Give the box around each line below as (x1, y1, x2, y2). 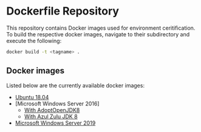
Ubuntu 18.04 (15, 93, 49, 101)
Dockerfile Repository (6, 4, 120, 18)
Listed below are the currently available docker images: (6, 82, 145, 89)
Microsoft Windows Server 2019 (15, 119, 96, 127)
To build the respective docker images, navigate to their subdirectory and (6, 30, 190, 38)
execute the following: (6, 37, 62, 44)
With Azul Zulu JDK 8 (24, 113, 78, 120)
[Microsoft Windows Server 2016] (15, 100, 100, 107)
